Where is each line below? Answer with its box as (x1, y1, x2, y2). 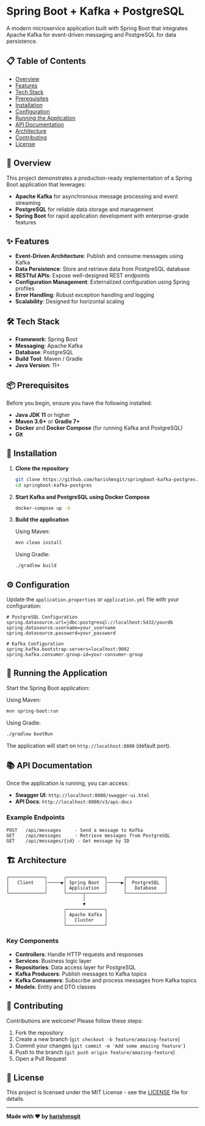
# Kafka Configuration (6, 641, 64, 647)
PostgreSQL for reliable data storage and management (15, 205, 154, 213)
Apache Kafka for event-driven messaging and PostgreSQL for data (6, 31, 177, 38)
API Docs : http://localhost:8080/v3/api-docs (15, 798, 132, 805)
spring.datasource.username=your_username (6, 625, 116, 631)
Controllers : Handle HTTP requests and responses (15, 951, 143, 958)
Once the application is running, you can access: (6, 779, 129, 787)
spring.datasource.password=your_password (6, 630, 116, 636)
